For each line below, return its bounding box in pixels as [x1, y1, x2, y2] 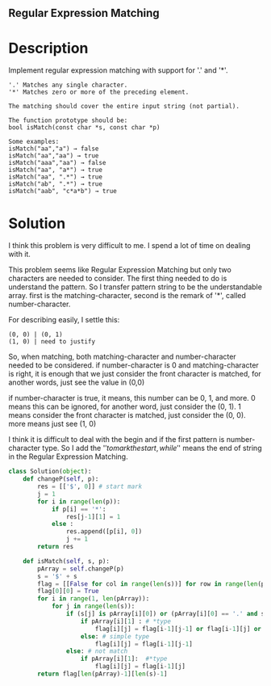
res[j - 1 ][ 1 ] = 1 [65, 512, 121, 520]
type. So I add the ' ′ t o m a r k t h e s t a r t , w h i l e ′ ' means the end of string [42, 444, 262, 453]
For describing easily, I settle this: [8, 315, 120, 325]
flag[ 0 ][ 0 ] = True [37, 587, 99, 596]
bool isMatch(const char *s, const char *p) [8, 124, 161, 132]
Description [8, 39, 89, 57]
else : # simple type [80, 632, 150, 641]
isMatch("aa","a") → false [8, 145, 99, 153]
